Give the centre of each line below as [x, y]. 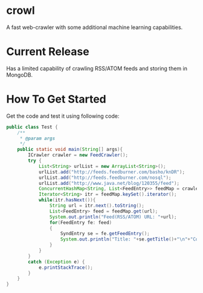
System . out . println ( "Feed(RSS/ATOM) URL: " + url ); [113, 217]
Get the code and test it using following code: [63, 116]
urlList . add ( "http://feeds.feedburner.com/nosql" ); [105, 178]
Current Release [48, 52]
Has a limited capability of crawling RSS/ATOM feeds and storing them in [97, 68]
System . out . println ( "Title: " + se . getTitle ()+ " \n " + [125, 239]
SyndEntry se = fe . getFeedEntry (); [105, 234]
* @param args [37, 138]
